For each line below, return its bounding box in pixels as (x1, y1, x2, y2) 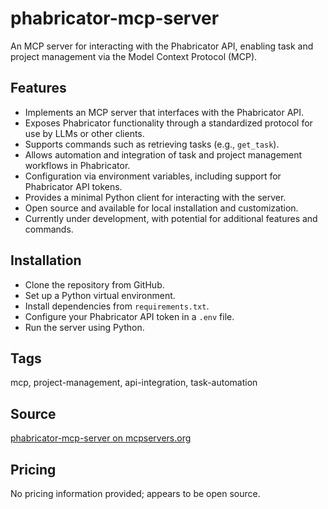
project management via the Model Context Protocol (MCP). (10, 50, 258, 62)
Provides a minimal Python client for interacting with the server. (24, 191, 287, 203)
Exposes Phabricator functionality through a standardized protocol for (24, 117, 313, 129)
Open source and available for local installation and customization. (24, 202, 299, 214)
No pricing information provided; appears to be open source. (10, 488, 261, 499)
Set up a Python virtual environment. (24, 289, 176, 301)
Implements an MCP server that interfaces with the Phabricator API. (24, 106, 305, 118)
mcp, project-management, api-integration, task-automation (10, 377, 258, 389)
